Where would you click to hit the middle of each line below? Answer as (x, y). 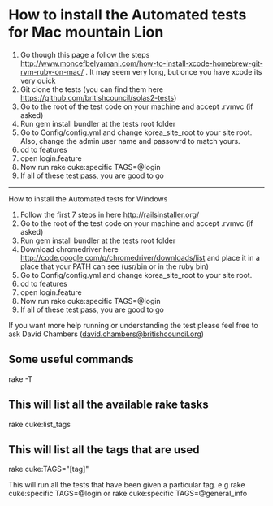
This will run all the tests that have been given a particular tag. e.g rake (127, 485)
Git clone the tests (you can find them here (92, 89)
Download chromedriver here (69, 249)
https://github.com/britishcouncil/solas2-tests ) (98, 97)
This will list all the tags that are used (104, 450)
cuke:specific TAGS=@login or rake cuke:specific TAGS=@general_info (128, 494)
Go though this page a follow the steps (85, 54)
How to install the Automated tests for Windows (88, 199)
